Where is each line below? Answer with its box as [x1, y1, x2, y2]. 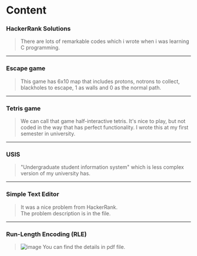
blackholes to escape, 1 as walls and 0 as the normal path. [20, 84, 161, 91]
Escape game [6, 64, 46, 72]
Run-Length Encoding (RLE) [6, 230, 87, 238]
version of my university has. [20, 170, 91, 177]
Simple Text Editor [6, 190, 60, 198]
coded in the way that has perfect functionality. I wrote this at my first [20, 124, 189, 131]
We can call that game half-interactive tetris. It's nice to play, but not [20, 118, 186, 125]
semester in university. [20, 130, 76, 137]
